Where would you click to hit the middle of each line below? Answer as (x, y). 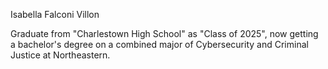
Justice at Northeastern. (60, 55)
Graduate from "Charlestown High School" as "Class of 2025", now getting (164, 33)
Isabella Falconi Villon (55, 14)
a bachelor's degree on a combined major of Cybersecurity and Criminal (159, 44)
